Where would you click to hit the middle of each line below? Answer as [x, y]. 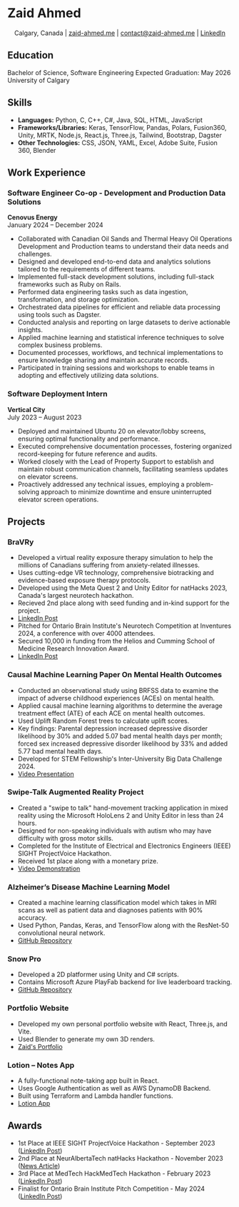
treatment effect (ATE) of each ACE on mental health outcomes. [111, 713]
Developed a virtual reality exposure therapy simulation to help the [115, 558]
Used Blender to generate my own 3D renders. [86, 1039]
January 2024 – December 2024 [55, 225]
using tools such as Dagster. [59, 315]
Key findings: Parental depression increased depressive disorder [113, 728]
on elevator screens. [48, 476]
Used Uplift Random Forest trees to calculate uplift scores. [103, 721]
